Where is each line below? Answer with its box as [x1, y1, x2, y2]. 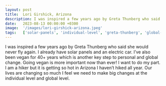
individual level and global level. [5, 75, 70, 81]
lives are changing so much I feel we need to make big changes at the [5, 70, 147, 76]
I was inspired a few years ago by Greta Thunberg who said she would [5, 44, 149, 49]
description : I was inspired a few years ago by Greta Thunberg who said [5, 16, 161, 21]
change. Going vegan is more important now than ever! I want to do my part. [5, 60, 161, 65]
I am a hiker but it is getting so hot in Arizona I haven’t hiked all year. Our [5, 65, 152, 71]
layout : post [5, 7, 32, 12]
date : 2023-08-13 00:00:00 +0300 [5, 21, 79, 26]
